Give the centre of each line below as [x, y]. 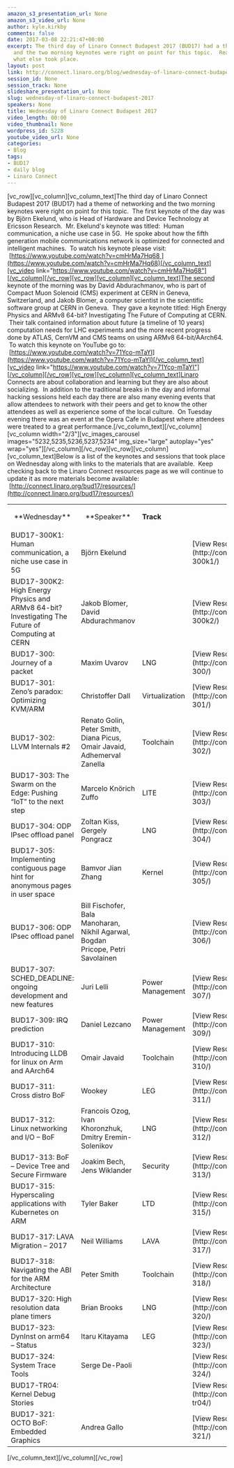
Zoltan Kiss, [100, 821]
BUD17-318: [33, 1261]
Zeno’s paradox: [37, 691]
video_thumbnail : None [40, 124]
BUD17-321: [33, 1414]
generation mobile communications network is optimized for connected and [116, 240]
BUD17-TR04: [35, 1385]
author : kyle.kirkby [37, 27]
